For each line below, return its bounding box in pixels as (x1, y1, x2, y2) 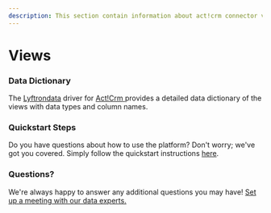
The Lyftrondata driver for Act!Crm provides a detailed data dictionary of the (8, 93, 262, 103)
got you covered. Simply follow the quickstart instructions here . (8, 149, 219, 158)
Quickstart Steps (8, 122, 77, 133)
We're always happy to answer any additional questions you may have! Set (8, 186, 256, 197)
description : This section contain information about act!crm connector (8, 11, 258, 20)
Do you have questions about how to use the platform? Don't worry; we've (8, 140, 256, 150)
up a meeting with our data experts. (8, 195, 127, 205)
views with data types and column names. (8, 102, 148, 112)
